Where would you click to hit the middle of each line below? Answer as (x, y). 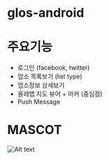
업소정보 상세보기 (41, 85)
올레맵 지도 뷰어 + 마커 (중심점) (60, 94)
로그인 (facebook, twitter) (53, 68)
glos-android (46, 13)
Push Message (39, 102)
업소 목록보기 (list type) (50, 77)
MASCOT (35, 130)
